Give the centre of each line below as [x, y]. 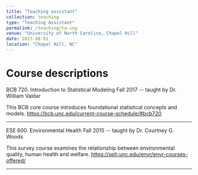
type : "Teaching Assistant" [41, 22]
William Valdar [24, 96]
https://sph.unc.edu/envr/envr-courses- [140, 154]
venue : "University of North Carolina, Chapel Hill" [72, 33]
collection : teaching [33, 17]
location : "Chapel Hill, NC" [42, 45]
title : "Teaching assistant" [42, 11]
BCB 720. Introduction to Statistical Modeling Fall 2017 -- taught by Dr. [91, 89]
